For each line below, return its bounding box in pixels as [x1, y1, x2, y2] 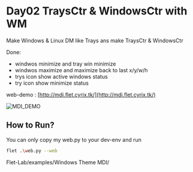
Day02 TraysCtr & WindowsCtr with [6, 4, 188, 18]
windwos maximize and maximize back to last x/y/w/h [14, 66, 148, 73]
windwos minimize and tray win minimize [14, 60, 116, 67]
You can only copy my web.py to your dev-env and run [6, 136, 142, 143]
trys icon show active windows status [14, 73, 108, 80]
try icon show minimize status [14, 79, 89, 87]
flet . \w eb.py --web [6, 147, 58, 154]
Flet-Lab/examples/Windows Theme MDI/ [6, 158, 110, 166]
